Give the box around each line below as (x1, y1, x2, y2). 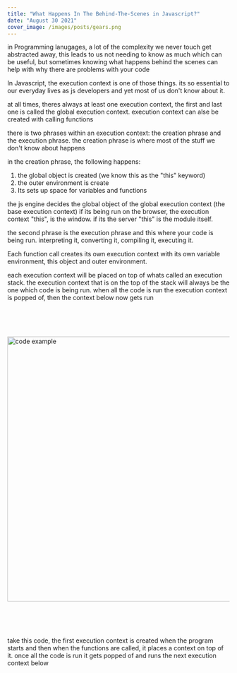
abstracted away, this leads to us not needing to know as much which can (7, 50, 222, 59)
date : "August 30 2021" (7, 17, 78, 24)
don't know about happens (7, 144, 86, 153)
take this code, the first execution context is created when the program (7, 636, 214, 645)
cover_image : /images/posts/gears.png (7, 23, 121, 30)
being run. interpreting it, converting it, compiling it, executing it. (7, 236, 194, 244)
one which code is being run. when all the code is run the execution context (7, 286, 228, 294)
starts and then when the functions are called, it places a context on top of (7, 644, 224, 653)
